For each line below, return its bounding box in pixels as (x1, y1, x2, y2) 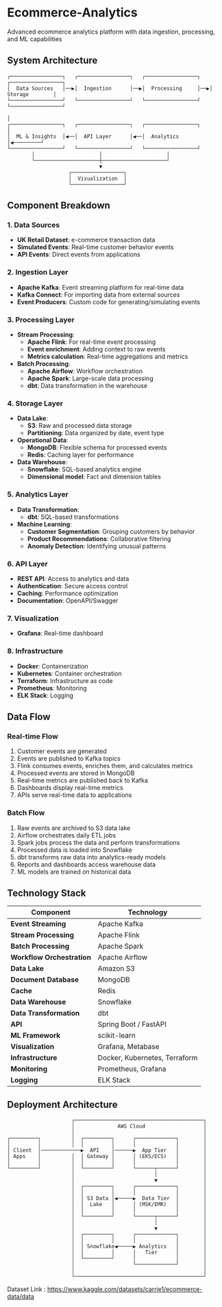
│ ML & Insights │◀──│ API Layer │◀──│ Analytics (7, 132, 180, 140)
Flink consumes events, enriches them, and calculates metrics (16, 762, 193, 770)
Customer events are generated (16, 747, 108, 756)
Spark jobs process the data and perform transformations (16, 838, 180, 846)
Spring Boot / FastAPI (97, 1019, 166, 1029)
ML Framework (10, 1031, 61, 1041)
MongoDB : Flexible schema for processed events (27, 443, 167, 452)
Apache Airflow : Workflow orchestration (27, 367, 143, 375)
